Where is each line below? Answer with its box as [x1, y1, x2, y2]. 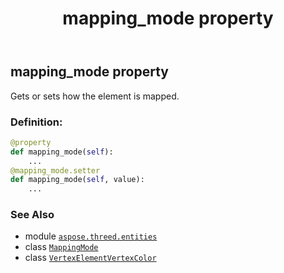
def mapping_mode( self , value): [10, 175, 145, 185]
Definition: [10, 115, 63, 129]
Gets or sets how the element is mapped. [10, 90, 180, 102]
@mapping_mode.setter [10, 165, 101, 176]
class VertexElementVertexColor [24, 252, 157, 264]
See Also [10, 208, 55, 222]
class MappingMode [24, 241, 99, 253]
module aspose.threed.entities [24, 230, 158, 242]
